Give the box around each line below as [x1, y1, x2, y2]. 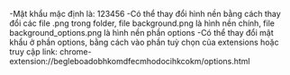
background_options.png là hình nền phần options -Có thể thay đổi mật [9, 28, 274, 37]
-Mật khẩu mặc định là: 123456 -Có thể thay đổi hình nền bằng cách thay [9, 9, 281, 19]
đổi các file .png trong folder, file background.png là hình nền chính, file [9, 18, 275, 29]
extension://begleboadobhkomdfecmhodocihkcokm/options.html [9, 56, 250, 66]
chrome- [59, 46, 92, 57]
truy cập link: [9, 46, 59, 57]
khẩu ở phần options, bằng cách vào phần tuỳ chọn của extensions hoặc [9, 37, 279, 47]
